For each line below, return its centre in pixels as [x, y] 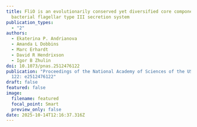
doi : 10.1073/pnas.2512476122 [43, 66]
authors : [17, 33]
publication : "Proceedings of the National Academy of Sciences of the [95, 71]
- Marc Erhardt [30, 50]
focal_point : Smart [35, 104]
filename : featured [35, 98]
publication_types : [30, 22]
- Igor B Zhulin [31, 60]
